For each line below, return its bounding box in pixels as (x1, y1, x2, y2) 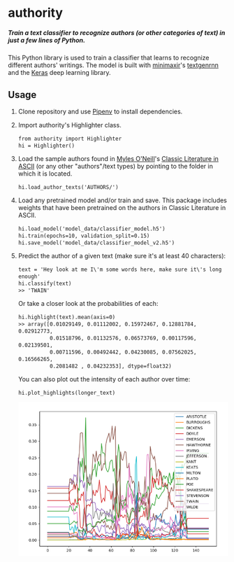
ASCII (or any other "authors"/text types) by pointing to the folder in (17, 162, 214, 170)
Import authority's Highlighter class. (17, 120, 122, 129)
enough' (17, 273, 41, 280)
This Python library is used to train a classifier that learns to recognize (8, 54, 210, 62)
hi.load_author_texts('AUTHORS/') (17, 183, 119, 190)
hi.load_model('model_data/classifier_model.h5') (17, 225, 166, 232)
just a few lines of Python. (8, 36, 86, 44)
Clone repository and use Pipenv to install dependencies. (17, 107, 183, 115)
